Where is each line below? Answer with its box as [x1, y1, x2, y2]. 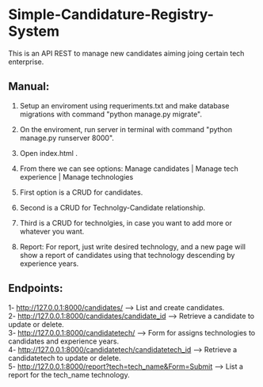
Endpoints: [8, 282, 63, 295]
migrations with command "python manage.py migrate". [19, 109, 203, 119]
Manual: [8, 80, 50, 93]
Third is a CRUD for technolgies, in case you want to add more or [19, 218, 232, 227]
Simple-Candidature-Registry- [8, 6, 214, 24]
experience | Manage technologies [19, 172, 134, 181]
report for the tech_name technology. [8, 370, 130, 379]
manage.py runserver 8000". [19, 133, 115, 142]
